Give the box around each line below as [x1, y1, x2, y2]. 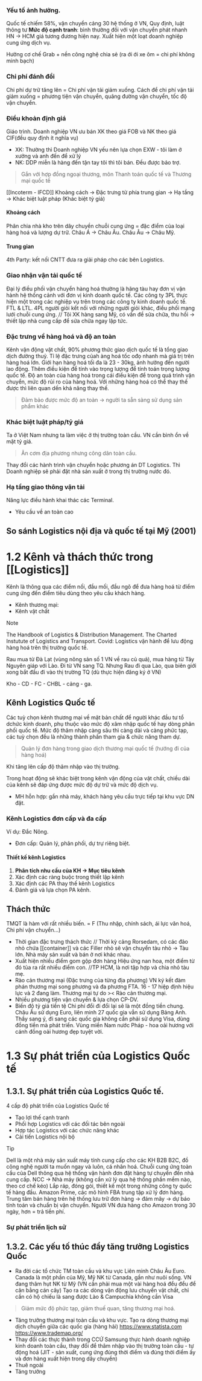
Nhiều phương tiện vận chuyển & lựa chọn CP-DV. [14, 996, 139, 1003]
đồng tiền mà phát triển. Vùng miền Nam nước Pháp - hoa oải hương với [14, 1021, 194, 1028]
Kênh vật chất [14, 607, 50, 615]
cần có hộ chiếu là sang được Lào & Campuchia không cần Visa [14, 1293, 174, 1300]
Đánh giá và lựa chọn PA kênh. [14, 886, 92, 893]
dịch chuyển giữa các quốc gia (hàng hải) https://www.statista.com [14, 1322, 182, 1330]
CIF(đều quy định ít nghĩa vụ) [6, 134, 79, 142]
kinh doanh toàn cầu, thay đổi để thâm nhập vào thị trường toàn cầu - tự [14, 1342, 194, 1349]
